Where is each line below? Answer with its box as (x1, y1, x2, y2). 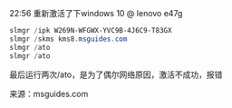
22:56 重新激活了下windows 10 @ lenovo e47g (9, 8, 183, 18)
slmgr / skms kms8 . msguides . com (9, 34, 128, 44)
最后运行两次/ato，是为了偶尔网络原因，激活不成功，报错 (9, 69, 223, 80)
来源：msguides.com (9, 88, 89, 99)
